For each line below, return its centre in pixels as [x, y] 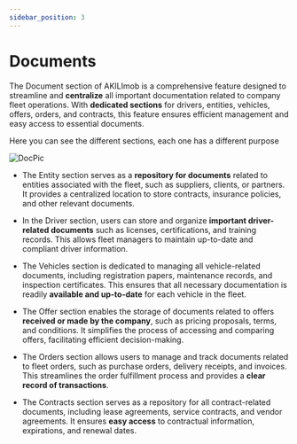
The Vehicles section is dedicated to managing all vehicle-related [141, 266]
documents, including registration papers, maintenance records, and [147, 275]
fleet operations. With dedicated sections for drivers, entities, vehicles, [140, 105]
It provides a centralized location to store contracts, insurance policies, [152, 194]
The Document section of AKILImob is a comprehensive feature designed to [148, 86]
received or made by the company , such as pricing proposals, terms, [149, 321]
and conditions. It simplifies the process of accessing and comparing [148, 330]
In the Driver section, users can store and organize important [134, 220]
